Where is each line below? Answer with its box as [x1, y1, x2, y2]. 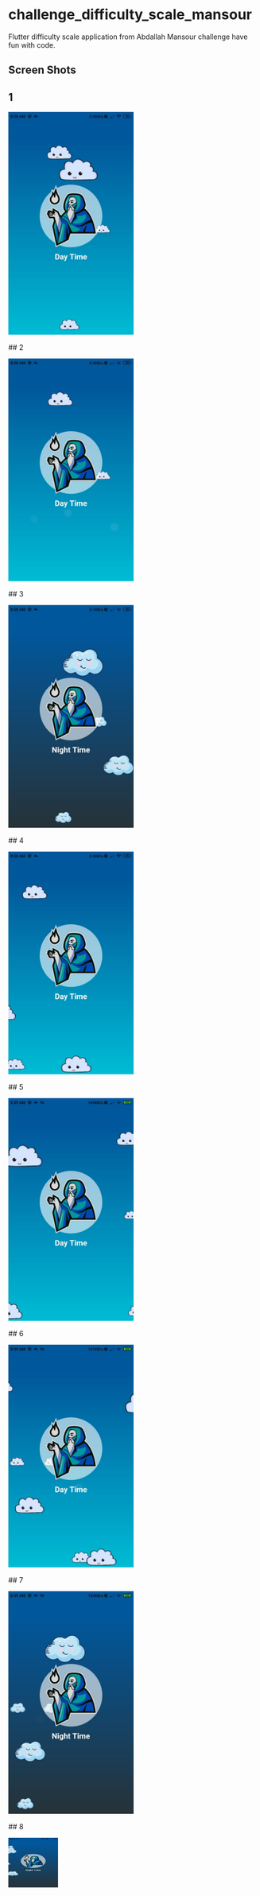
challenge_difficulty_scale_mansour [8, 6, 253, 24]
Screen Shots [8, 64, 77, 77]
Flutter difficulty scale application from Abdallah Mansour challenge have [8, 32, 248, 41]
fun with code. [8, 40, 56, 49]
